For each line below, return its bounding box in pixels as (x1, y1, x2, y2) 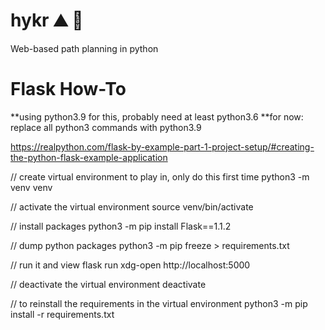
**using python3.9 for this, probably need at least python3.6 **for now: (10, 110, 304, 123)
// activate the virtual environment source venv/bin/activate (10, 200, 254, 213)
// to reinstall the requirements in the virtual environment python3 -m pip (10, 297, 308, 309)
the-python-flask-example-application (10, 151, 168, 163)
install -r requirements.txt (10, 308, 115, 320)
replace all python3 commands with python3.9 (10, 121, 202, 133)
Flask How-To (10, 78, 127, 101)
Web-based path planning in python (10, 42, 159, 54)
